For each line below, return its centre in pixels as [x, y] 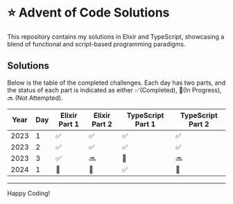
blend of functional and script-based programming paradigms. [96, 44]
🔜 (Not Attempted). [35, 98]
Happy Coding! [29, 193]
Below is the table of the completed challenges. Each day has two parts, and [116, 83]
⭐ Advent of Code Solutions [88, 13]
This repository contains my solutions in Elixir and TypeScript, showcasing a [116, 36]
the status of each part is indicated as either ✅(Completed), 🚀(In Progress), [114, 90]
